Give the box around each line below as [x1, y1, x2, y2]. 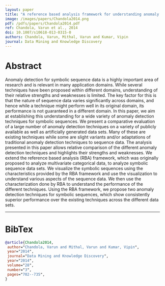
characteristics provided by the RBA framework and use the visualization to [5, 171, 158, 176]
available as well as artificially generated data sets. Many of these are [5, 129, 146, 135]
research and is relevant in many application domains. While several [5, 82, 142, 87]
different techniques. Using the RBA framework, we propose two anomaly [5, 186, 154, 192]
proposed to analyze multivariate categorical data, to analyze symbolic [5, 160, 148, 166]
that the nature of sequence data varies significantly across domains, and [5, 97, 154, 103]
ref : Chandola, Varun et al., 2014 [5, 26, 78, 30]
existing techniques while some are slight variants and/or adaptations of [5, 134, 151, 140]
